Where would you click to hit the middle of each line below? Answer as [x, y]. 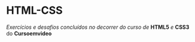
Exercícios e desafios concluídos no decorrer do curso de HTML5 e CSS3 [98, 27]
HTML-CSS [34, 10]
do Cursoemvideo [29, 33]
